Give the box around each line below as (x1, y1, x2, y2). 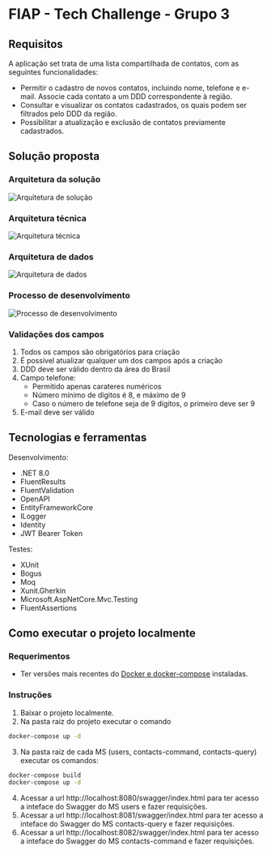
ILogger (19, 511, 47, 521)
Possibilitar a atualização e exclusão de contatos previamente (19, 118, 227, 127)
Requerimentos (8, 650, 70, 662)
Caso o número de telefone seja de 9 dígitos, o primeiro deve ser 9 (32, 398, 256, 408)
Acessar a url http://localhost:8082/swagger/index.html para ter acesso (19, 828, 259, 838)
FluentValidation (19, 485, 74, 495)
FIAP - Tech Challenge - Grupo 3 (8, 5, 231, 24)
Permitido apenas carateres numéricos (32, 381, 162, 391)
